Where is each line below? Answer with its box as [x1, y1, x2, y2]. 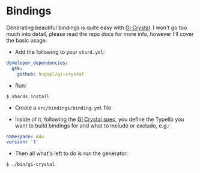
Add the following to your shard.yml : [14, 48, 105, 55]
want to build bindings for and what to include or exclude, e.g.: [14, 122, 170, 129]
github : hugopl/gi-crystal [17, 71, 85, 77]
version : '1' [6, 139, 39, 145]
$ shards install [6, 93, 50, 99]
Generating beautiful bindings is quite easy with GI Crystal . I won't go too [6, 24, 187, 31]
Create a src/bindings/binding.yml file [14, 104, 112, 111]
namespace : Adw [6, 133, 44, 139]
